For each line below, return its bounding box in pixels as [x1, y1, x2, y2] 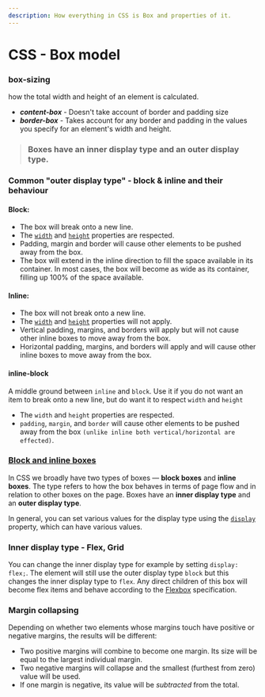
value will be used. [19, 672, 81, 681]
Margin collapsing [8, 605, 79, 616]
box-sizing [8, 74, 51, 85]
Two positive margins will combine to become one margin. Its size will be [19, 646, 258, 656]
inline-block [8, 368, 49, 378]
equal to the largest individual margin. [19, 655, 143, 665]
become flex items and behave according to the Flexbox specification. [8, 585, 237, 595]
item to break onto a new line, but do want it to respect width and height [8, 394, 244, 404]
